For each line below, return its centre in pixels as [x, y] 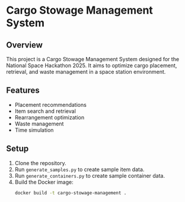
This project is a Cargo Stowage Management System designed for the [93, 59]
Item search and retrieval [45, 111]
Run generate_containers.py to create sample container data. [90, 175]
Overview [25, 45]
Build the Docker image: [44, 182]
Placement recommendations [51, 105]
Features [23, 91]
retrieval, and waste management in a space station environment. [86, 72]
